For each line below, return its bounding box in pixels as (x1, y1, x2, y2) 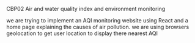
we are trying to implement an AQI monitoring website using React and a (6, 17, 188, 24)
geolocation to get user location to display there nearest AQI (6, 30, 158, 37)
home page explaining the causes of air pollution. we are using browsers (6, 24, 189, 30)
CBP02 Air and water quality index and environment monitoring (6, 5, 166, 12)
